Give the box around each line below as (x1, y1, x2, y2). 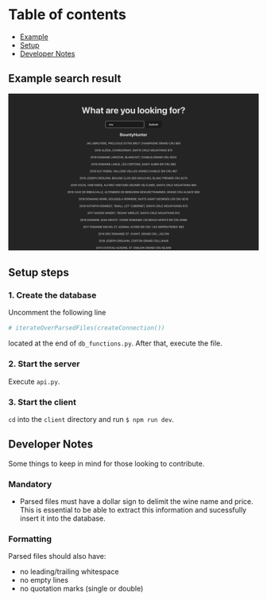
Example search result (8, 72, 122, 85)
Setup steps (8, 266, 69, 279)
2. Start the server (8, 358, 80, 369)
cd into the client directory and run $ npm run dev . (8, 414, 175, 423)
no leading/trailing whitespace (19, 567, 119, 576)
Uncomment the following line (8, 308, 106, 318)
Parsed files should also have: (8, 552, 106, 561)
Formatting (8, 533, 52, 544)
